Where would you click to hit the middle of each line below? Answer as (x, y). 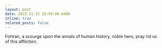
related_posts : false (27, 23)
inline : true (18, 18)
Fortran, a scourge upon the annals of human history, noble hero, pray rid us (81, 36)
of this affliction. (21, 42)
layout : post (18, 9)
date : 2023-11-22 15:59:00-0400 (37, 14)
